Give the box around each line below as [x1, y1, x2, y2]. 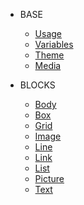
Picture [34, 173, 65, 184]
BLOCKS [19, 79, 56, 91]
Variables [34, 39, 74, 50]
